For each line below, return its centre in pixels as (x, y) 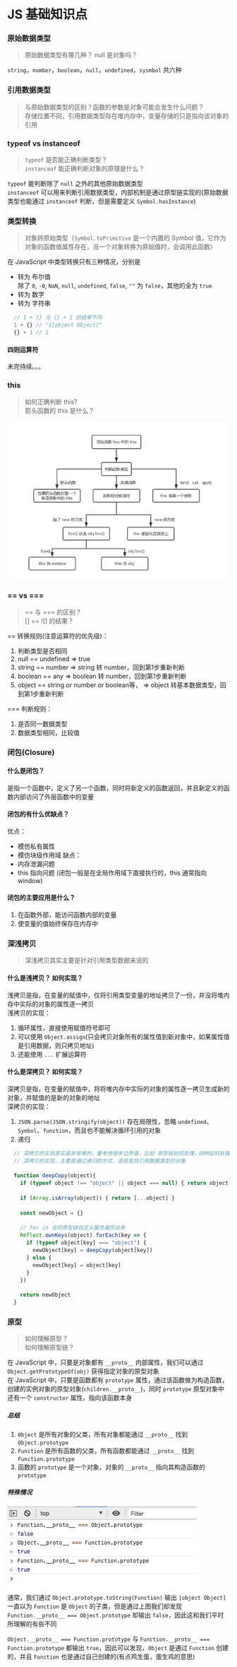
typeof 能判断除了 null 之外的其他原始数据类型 (75, 184)
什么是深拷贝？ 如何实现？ (45, 1072)
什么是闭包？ (26, 771)
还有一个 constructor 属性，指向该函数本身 (70, 1398)
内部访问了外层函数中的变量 (53, 797)
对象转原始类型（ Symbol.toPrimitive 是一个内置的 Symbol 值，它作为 (125, 238)
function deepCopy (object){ (55, 1176)
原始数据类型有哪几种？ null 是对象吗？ (81, 55)
